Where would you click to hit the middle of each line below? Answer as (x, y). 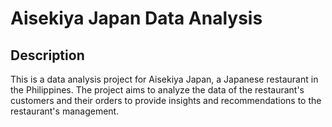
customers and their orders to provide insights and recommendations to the (166, 100)
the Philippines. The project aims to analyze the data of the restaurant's (157, 90)
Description (47, 55)
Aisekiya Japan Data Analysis (136, 18)
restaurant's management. (65, 111)
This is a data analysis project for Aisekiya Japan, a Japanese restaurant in (164, 79)
